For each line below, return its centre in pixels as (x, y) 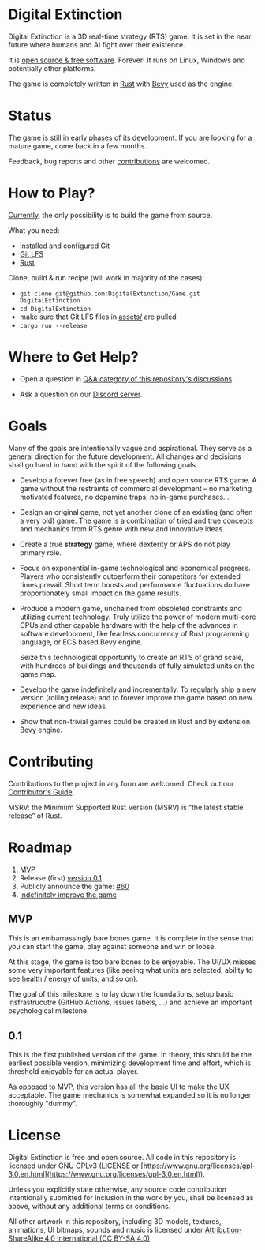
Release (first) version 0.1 (61, 877)
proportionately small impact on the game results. (100, 593)
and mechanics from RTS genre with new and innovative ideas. (122, 529)
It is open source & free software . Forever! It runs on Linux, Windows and (127, 60)
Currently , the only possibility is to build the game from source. (110, 215)
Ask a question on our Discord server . (81, 394)
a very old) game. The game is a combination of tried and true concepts (136, 520)
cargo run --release (53, 325)
